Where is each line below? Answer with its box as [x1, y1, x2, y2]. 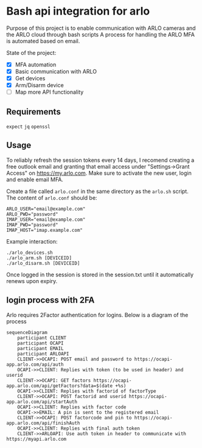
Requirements [6, 107, 61, 117]
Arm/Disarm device [15, 82, 64, 89]
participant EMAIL [17, 345, 64, 351]
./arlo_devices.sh [6, 250, 53, 256]
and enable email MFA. [6, 175, 64, 183]
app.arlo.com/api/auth [6, 361, 64, 368]
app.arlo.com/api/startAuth [6, 399, 78, 405]
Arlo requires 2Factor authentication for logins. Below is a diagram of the [6, 311, 189, 318]
